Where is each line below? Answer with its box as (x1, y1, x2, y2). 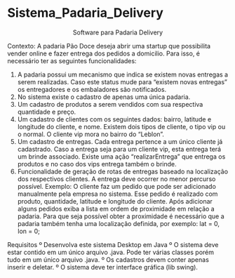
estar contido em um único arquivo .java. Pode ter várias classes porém (7, 248, 215, 256)
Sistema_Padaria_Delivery (7, 5, 163, 21)
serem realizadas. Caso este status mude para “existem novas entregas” (17, 77, 228, 86)
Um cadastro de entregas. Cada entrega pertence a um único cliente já (17, 137, 223, 145)
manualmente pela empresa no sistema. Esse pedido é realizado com (17, 190, 218, 198)
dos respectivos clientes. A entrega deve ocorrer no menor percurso (17, 174, 216, 183)
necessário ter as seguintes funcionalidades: (7, 56, 137, 65)
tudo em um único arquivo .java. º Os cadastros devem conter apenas (7, 255, 209, 264)
